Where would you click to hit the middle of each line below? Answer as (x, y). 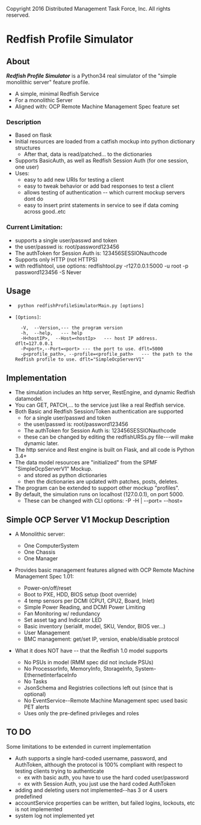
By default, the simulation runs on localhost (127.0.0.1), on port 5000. (99, 494)
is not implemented (39, 809)
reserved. (18, 15)
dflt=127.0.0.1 (34, 344)
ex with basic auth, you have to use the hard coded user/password (106, 777)
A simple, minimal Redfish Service (57, 94)
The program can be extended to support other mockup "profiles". (97, 488)
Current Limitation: (34, 227)
